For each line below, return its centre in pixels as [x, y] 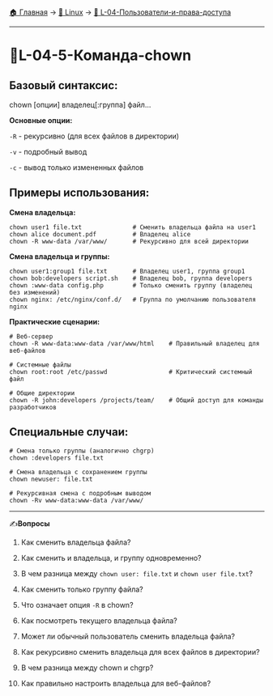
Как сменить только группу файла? [82, 589]
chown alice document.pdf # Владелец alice [100, 234]
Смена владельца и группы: [60, 256]
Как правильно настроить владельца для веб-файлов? [116, 683]
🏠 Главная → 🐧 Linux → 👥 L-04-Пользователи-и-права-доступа [120, 12]
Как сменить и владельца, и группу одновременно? [111, 558]
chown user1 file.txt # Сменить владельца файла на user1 [132, 227]
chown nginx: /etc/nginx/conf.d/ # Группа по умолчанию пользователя [132, 299]
